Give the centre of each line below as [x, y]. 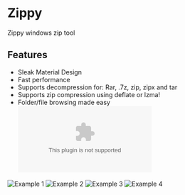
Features [27, 55]
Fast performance [44, 79]
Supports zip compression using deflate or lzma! [89, 94]
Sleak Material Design [49, 72]
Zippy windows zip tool [41, 33]
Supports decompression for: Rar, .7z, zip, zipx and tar [97, 87]
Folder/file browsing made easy [64, 102]
